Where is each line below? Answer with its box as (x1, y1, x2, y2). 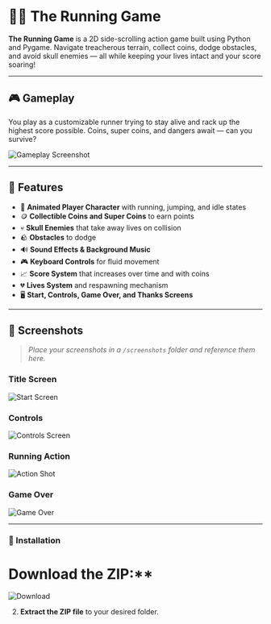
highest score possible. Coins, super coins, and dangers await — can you (8, 125, 252, 135)
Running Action (8, 451, 71, 462)
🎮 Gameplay (8, 92, 75, 106)
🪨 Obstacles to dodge (19, 232, 97, 242)
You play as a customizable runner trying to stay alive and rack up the (8, 117, 240, 127)
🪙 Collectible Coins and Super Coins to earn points (19, 211, 195, 221)
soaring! (8, 60, 36, 69)
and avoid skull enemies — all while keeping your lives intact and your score (8, 51, 261, 60)
